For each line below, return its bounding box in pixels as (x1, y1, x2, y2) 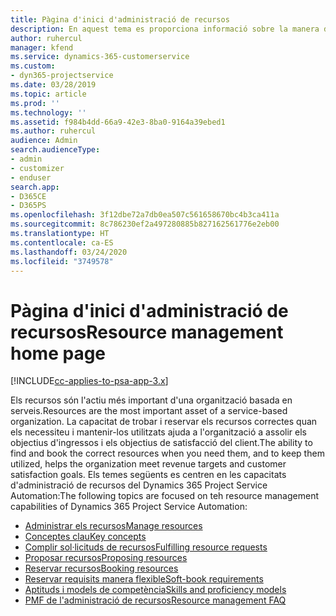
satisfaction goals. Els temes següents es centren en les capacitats (10, 469, 287, 481)
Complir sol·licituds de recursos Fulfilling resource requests (24, 541, 268, 553)
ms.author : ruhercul (10, 126, 97, 136)
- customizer (10, 163, 65, 173)
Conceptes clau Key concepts (24, 531, 147, 543)
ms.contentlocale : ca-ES (10, 237, 114, 248)
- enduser (10, 172, 52, 183)
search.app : (10, 182, 60, 192)
